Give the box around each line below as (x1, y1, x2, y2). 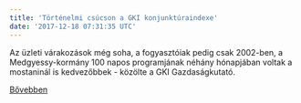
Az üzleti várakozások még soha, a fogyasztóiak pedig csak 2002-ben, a (9, 46, 284, 57)
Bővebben (9, 84, 48, 95)
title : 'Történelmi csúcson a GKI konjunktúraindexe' (9, 13, 219, 23)
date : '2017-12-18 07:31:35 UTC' (9, 22, 137, 31)
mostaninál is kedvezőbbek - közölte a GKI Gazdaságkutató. (9, 66, 235, 77)
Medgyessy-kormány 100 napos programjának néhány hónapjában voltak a (9, 57, 293, 67)
